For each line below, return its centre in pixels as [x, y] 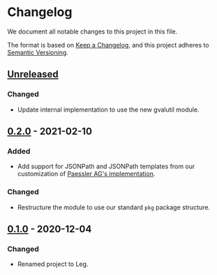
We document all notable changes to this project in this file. [92, 31]
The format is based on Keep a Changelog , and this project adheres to [108, 45]
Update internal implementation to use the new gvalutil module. [108, 110]
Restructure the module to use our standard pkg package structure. [114, 207]
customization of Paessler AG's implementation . [86, 174]
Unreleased [33, 74]
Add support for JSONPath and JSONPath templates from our [106, 166]
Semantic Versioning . [38, 52]
